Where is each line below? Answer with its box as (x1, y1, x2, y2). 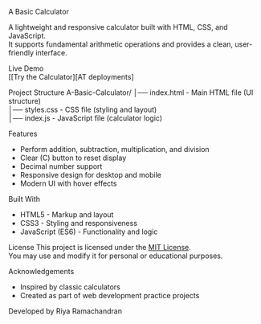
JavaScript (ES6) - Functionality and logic (19, 227, 158, 236)
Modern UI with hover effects (19, 178, 117, 188)
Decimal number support (19, 162, 103, 171)
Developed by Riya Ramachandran (8, 306, 123, 316)
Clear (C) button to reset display (19, 153, 127, 162)
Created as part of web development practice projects (19, 291, 200, 300)
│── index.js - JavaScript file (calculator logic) (8, 113, 163, 123)
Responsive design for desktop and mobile (19, 170, 162, 179)
